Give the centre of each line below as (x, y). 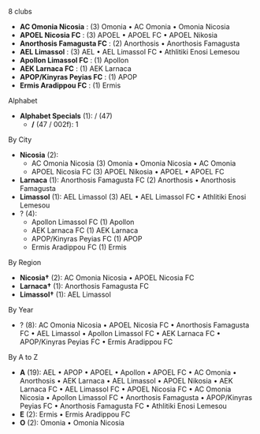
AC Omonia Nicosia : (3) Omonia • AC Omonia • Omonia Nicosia (124, 26)
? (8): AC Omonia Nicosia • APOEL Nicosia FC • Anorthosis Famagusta (134, 325)
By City (20, 140)
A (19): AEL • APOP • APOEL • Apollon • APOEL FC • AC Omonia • (128, 372)
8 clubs (20, 11)
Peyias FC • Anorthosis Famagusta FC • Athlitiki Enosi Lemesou (123, 406)
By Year (21, 310)
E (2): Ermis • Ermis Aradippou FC (75, 414)
